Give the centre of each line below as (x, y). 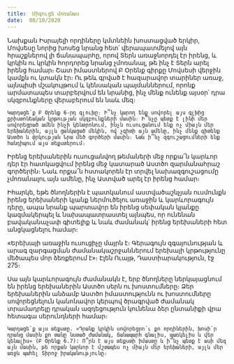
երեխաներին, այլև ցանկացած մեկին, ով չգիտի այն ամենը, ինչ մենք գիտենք (114, 131)
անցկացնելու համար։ (43, 229)
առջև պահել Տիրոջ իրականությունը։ (58, 353)
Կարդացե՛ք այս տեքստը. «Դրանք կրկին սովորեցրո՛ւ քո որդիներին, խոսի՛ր (112, 329)
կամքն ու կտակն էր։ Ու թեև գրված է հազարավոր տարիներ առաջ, (116, 77)
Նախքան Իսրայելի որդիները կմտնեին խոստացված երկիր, (104, 40)
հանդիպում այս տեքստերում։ (46, 143)
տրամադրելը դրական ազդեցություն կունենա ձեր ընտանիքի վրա (114, 308)
